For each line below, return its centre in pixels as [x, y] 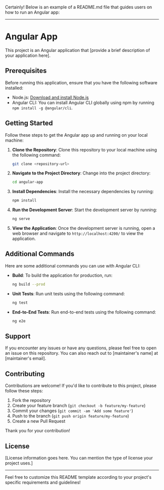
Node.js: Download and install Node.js [50, 97]
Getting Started [29, 123]
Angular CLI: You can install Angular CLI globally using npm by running [83, 102]
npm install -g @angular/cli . [42, 108]
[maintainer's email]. [26, 358]
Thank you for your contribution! [38, 431]
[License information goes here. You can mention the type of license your [79, 458]
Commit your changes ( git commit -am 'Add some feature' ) [72, 411]
